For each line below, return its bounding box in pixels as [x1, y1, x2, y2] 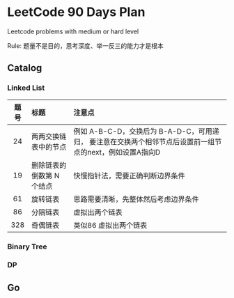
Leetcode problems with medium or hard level [7, 27, 139, 36]
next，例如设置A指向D [87, 147, 161, 157]
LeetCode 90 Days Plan [7, 4, 146, 20]
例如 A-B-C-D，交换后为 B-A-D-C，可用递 [73, 126, 219, 136]
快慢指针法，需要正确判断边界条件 [73, 171, 186, 180]
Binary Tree [7, 242, 47, 251]
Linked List [7, 83, 45, 93]
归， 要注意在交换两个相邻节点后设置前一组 [73, 136, 215, 146]
